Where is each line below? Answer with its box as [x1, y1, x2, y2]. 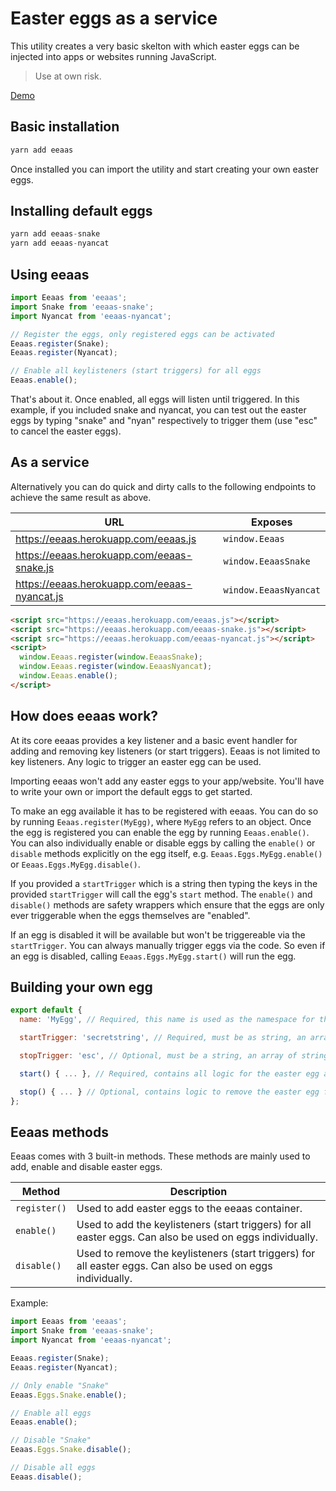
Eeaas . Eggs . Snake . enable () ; [10, 1390, 128, 1400]
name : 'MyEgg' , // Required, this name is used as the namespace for [19, 1015, 315, 1025]
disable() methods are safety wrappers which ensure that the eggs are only [10, 898, 325, 911]
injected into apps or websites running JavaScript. [10, 50, 217, 62]
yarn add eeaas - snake [10, 229, 101, 239]
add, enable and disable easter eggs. [10, 1161, 163, 1173]
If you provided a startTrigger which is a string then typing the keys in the [10, 877, 318, 889]
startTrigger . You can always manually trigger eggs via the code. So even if [10, 939, 326, 951]
